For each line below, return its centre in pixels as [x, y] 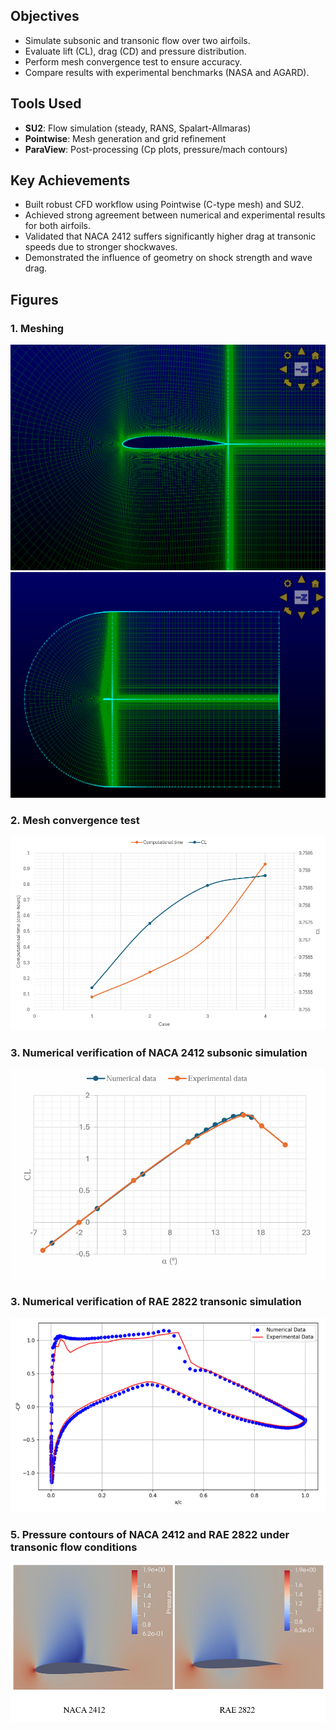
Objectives [45, 16]
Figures [34, 299]
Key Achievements [70, 180]
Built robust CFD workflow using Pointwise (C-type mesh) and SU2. [164, 205]
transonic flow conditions [74, 1547]
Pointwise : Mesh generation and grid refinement [125, 138]
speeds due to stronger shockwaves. [101, 247]
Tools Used [46, 104]
